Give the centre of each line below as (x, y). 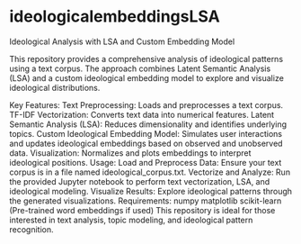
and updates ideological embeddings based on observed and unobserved (146, 143)
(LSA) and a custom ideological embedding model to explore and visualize (147, 77)
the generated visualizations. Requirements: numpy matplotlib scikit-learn (146, 201)
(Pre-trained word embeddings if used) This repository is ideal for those (142, 210)
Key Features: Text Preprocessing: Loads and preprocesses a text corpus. (146, 104)
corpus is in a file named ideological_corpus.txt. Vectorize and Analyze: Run (150, 172)
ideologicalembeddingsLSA (115, 17)
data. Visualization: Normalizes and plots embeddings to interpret (130, 153)
